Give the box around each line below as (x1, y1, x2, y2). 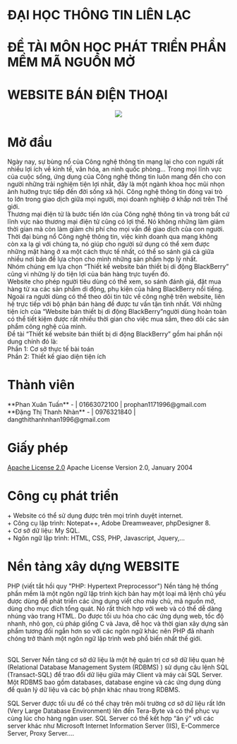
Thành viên (7, 377, 75, 393)
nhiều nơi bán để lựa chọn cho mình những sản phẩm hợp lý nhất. (7, 255, 198, 264)
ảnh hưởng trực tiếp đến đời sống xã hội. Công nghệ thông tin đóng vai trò (7, 188, 223, 196)
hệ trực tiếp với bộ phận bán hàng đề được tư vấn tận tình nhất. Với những (7, 300, 222, 308)
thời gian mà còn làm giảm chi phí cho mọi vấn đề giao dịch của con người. (7, 225, 224, 233)
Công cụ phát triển (7, 488, 119, 504)
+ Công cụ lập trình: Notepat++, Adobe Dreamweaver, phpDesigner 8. (7, 519, 211, 527)
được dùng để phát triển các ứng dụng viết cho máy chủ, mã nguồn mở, (7, 597, 217, 605)
